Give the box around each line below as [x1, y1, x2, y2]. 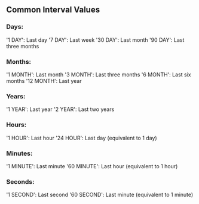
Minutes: [6, 149, 33, 157]
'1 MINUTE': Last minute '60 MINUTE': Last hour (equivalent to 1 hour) [6, 162, 178, 169]
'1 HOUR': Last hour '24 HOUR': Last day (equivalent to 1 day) [6, 134, 157, 141]
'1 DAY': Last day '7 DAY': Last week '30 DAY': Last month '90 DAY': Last [6, 36, 185, 44]
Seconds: [6, 177, 35, 186]
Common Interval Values [6, 5, 100, 15]
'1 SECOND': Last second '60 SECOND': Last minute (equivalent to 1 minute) [6, 191, 194, 199]
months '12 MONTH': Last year [6, 77, 82, 84]
